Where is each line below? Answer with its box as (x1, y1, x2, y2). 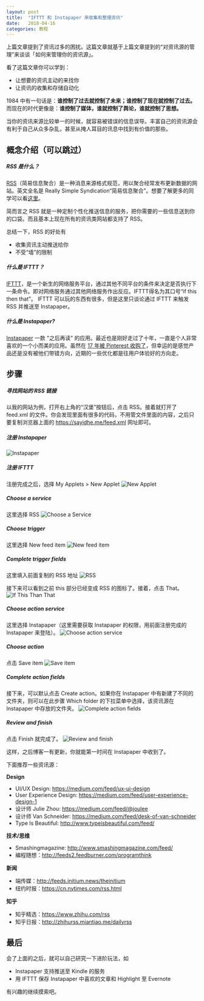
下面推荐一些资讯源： (6, 760, 59, 768)
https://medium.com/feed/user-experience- (78, 791, 188, 799)
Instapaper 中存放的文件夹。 (6, 705, 78, 712)
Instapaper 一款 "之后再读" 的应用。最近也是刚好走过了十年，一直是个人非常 (6, 334, 197, 341)
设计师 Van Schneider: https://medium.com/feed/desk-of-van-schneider (15, 812, 196, 820)
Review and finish (6, 719, 53, 726)
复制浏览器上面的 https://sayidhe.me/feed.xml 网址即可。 (11, 419, 155, 426)
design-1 (15, 798, 38, 805)
